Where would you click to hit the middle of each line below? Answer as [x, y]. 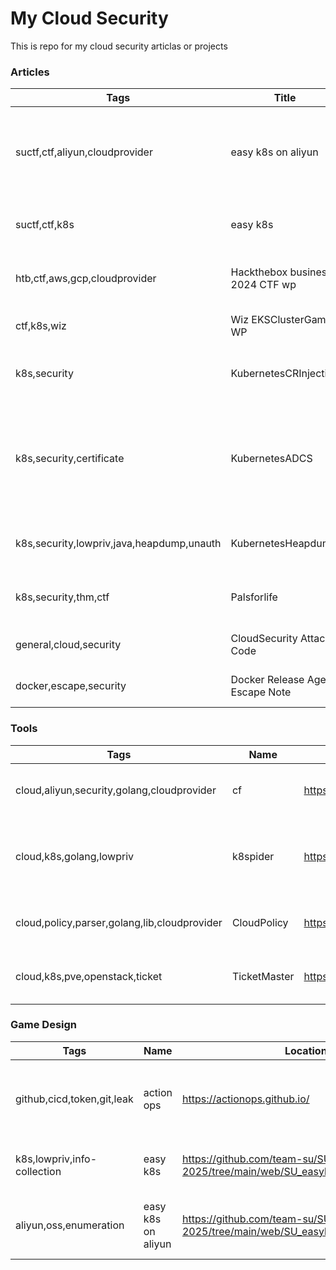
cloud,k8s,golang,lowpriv [75, 856]
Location [306, 1050]
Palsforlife [254, 597]
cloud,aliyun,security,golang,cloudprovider [116, 790]
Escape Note [261, 692]
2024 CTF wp [263, 285]
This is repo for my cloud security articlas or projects [119, 46]
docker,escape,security [71, 686]
